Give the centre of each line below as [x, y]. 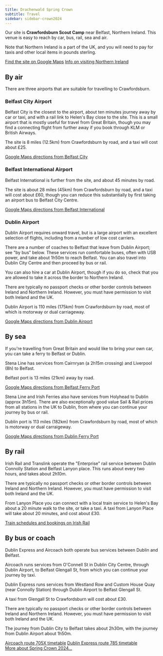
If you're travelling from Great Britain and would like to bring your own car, [79, 348]
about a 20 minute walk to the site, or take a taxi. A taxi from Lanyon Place [80, 508]
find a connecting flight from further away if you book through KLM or [75, 128]
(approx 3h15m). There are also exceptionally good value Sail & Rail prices [79, 402]
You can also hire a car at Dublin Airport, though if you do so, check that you [82, 272]
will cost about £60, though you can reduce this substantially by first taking [80, 195]
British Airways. [21, 133]
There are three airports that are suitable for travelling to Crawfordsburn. [78, 89]
